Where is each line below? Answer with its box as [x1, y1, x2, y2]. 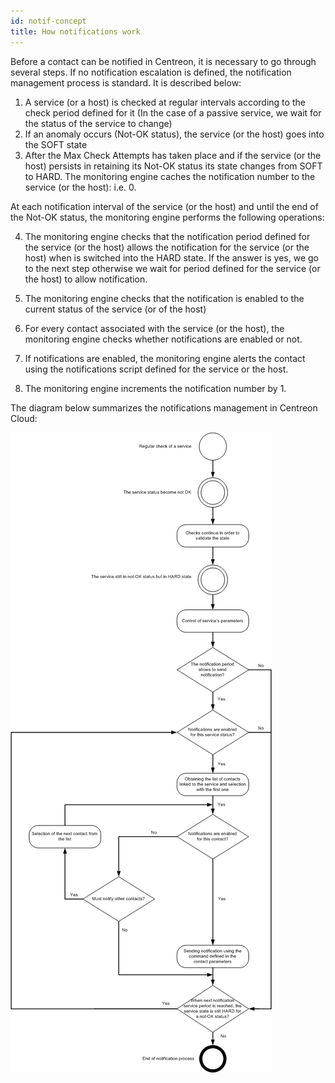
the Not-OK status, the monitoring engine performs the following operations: [10, 211, 325, 223]
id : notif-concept [10, 16, 87, 26]
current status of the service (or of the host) [24, 303, 207, 315]
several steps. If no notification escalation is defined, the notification [10, 66, 292, 78]
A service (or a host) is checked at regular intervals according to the [24, 96, 306, 108]
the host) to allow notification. [24, 273, 148, 285]
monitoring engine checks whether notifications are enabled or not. [24, 333, 303, 345]
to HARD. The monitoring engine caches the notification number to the [24, 170, 316, 182]
